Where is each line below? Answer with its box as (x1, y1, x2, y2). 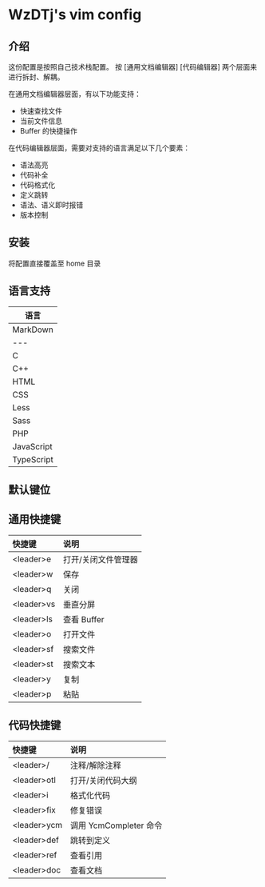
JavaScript (12, 441, 53, 452)
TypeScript (12, 453, 53, 465)
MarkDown (12, 324, 53, 335)
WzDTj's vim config (8, 6, 142, 24)
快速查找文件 (19, 106, 62, 115)
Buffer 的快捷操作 (19, 126, 78, 135)
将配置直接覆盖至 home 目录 (8, 258, 101, 268)
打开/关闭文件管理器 (62, 553, 138, 565)
